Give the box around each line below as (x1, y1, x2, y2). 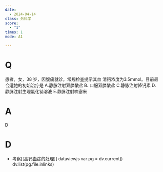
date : (5, 7, 16, 12)
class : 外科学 (5, 16, 32, 21)
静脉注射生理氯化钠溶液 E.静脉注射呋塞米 (5, 88, 87, 94)
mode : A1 (5, 35, 23, 39)
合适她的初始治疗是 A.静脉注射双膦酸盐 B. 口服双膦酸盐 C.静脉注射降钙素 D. (5, 82, 156, 88)
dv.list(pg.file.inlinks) (12, 161, 54, 167)
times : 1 (5, 30, 23, 35)
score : (5, 20, 19, 26)
